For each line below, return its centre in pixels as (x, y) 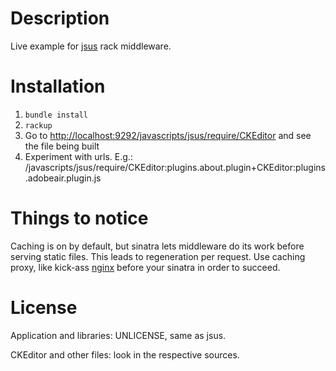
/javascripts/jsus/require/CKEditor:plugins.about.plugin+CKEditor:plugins (175, 167)
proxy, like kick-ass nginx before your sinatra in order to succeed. (145, 267)
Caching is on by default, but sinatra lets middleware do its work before (157, 246)
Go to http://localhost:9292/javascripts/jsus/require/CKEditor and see (168, 135)
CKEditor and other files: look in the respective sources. (125, 354)
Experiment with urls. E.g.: (78, 156)
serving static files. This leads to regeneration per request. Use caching (158, 256)
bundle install (56, 115)
